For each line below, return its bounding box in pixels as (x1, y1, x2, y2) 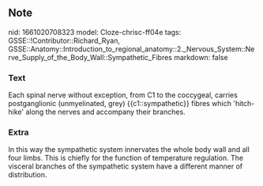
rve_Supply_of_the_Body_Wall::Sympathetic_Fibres (8, 52, 172, 62)
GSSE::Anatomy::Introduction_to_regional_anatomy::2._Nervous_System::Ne (8, 44, 255, 54)
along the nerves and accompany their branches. (25, 107, 186, 117)
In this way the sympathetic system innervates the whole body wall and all (8, 145, 250, 154)
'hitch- (232, 99, 255, 108)
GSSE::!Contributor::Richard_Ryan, (8, 36, 121, 45)
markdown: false (173, 52, 228, 62)
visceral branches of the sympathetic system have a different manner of (8, 161, 243, 171)
